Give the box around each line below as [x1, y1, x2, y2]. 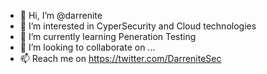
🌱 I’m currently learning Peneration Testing [19, 31, 197, 42]
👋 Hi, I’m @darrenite [19, 10, 103, 21]
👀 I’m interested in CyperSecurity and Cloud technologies [19, 20, 257, 32]
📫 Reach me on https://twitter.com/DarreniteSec [19, 53, 222, 64]
